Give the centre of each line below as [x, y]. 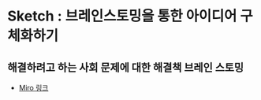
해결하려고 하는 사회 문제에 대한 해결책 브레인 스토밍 [126, 67]
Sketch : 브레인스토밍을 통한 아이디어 [122, 16]
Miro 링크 [34, 88]
